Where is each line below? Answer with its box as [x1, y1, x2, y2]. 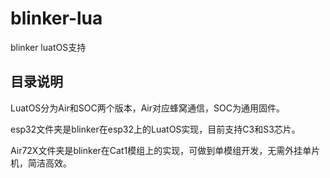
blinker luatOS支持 [10, 41, 87, 53]
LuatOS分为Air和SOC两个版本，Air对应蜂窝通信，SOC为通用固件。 [10, 102, 285, 114]
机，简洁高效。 [10, 157, 72, 169]
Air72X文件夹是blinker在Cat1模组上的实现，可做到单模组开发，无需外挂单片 [10, 144, 321, 156]
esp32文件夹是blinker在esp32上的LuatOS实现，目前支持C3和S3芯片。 [10, 123, 301, 135]
